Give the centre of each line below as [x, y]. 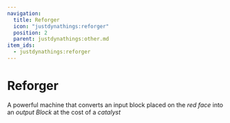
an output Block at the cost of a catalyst [64, 112]
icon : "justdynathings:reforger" [61, 26]
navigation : [24, 13]
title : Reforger [36, 20]
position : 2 [31, 33]
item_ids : [21, 45]
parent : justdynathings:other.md [61, 39]
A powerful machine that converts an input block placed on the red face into [115, 104]
